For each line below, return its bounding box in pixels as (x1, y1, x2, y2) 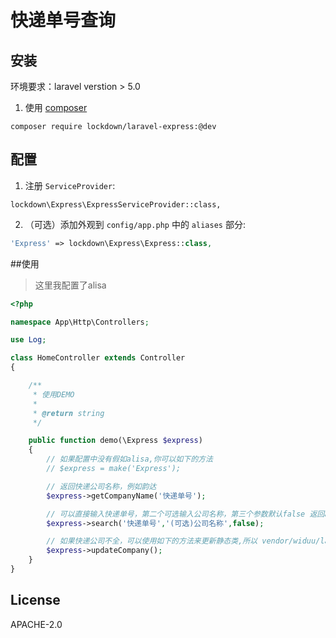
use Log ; (10, 335, 47, 345)
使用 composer (24, 102, 88, 113)
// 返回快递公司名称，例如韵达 (46, 481, 157, 491)
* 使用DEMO (32, 389, 75, 400)
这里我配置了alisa (34, 279, 107, 291)
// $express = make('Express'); (46, 464, 182, 474)
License (10, 592, 61, 609)
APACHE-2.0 (10, 618, 63, 630)
